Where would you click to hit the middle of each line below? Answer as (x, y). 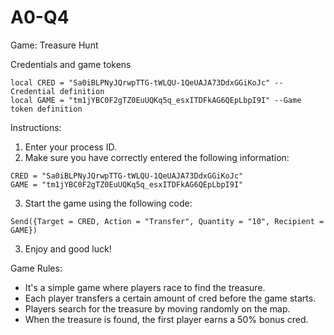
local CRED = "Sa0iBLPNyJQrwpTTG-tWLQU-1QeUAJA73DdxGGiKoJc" (140, 82)
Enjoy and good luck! (68, 248)
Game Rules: (36, 268)
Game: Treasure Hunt (54, 45)
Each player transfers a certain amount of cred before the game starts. (170, 298)
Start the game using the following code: (108, 203)
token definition (46, 109)
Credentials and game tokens (71, 64)
